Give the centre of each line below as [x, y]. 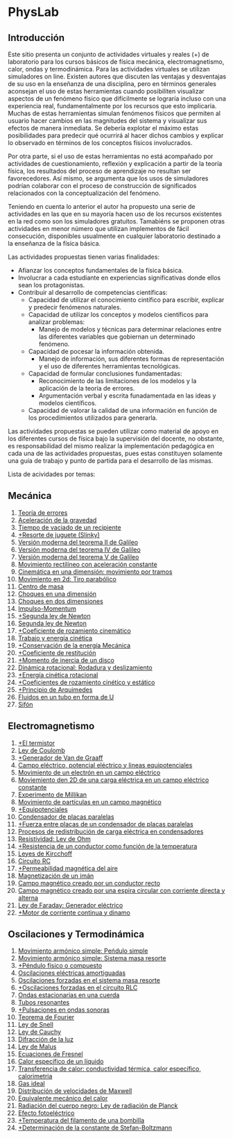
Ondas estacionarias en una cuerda [69, 995]
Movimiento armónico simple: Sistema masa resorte [92, 958]
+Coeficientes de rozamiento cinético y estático [86, 682]
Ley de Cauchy [40, 1032]
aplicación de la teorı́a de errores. [87, 388]
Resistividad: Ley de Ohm [54, 839]
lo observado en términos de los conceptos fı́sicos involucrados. [100, 143]
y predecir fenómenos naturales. [75, 307]
